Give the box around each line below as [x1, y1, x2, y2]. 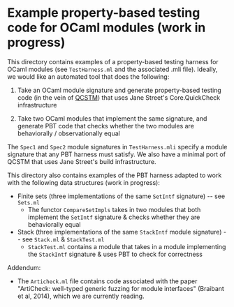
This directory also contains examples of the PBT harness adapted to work [7, 171, 222, 179]
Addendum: [7, 263, 41, 271]
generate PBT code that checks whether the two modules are [17, 121, 194, 130]
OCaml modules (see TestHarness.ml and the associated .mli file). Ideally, [7, 65, 218, 73]
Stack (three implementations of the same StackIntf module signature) [17, 227, 222, 236]
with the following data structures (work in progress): [7, 178, 161, 186]
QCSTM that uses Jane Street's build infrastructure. [7, 157, 156, 165]
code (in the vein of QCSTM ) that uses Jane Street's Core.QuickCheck [17, 93, 221, 102]
